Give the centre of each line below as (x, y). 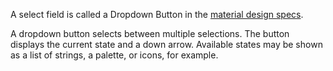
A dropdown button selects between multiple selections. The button (150, 33)
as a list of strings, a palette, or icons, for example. (114, 55)
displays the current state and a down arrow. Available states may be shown (166, 44)
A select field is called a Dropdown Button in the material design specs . (157, 14)
